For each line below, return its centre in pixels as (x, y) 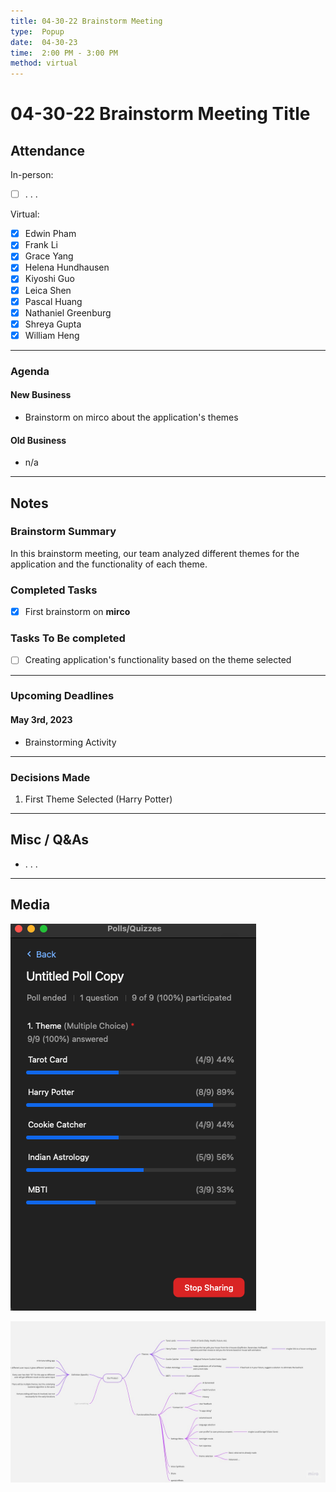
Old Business (38, 440)
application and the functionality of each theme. (109, 564)
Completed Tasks (54, 590)
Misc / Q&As (50, 840)
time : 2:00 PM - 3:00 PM (64, 53)
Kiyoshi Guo (49, 279)
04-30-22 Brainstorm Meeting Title (160, 114)
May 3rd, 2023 (41, 720)
